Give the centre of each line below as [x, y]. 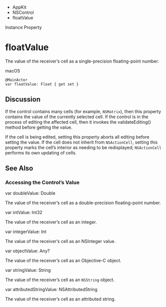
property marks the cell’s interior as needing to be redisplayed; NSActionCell [83, 147]
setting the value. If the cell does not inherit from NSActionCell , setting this [82, 142]
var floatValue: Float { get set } [42, 84]
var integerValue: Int [26, 232]
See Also [19, 168]
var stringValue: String [28, 270]
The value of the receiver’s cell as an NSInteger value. [60, 241]
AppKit [19, 7]
